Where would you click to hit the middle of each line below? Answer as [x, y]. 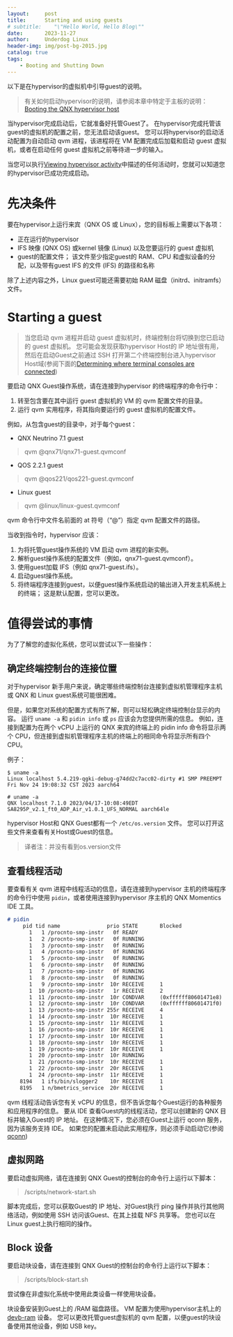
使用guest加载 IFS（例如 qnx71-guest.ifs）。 [80, 567]
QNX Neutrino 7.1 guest [50, 438]
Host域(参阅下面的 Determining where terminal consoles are [109, 364]
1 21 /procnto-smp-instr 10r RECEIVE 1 [96, 1062]
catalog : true [28, 53]
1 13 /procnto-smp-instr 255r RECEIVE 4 [96, 1010]
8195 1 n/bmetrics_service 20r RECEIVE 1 [91, 1088]
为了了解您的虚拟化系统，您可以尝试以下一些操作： [80, 644]
